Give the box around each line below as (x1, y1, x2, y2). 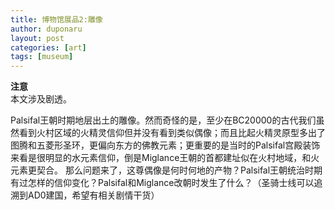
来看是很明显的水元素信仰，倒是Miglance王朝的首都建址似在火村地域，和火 (10, 152, 320, 164)
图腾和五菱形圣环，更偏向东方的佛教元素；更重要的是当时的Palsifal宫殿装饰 (10, 139, 321, 151)
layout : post (10, 33, 65, 43)
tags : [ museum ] (10, 52, 74, 62)
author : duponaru (10, 24, 83, 34)
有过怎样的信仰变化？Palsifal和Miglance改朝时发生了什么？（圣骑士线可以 (10, 177, 315, 189)
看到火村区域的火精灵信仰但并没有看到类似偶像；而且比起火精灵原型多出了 (18, 127, 326, 139)
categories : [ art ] (10, 42, 87, 53)
